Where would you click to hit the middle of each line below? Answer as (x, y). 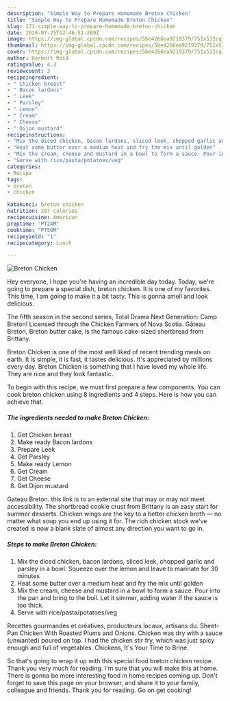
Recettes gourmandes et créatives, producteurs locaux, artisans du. (103, 626)
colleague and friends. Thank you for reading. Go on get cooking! (99, 690)
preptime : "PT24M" (33, 224)
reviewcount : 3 (29, 71)
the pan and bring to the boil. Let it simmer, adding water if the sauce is (117, 598)
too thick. (30, 606)
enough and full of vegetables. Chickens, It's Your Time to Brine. (98, 648)
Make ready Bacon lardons (55, 442)
